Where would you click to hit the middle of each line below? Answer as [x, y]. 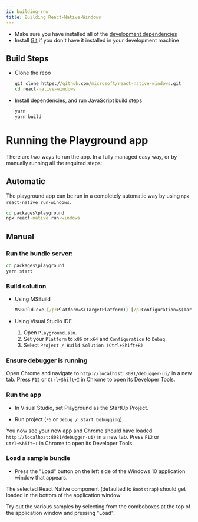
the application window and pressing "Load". [60, 513]
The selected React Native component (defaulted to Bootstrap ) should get [96, 489]
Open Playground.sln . [50, 332]
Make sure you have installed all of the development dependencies [96, 34]
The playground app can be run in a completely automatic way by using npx [98, 196]
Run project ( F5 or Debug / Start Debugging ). [69, 419]
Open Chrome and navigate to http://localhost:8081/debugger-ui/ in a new [99, 373]
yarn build [28, 116]
